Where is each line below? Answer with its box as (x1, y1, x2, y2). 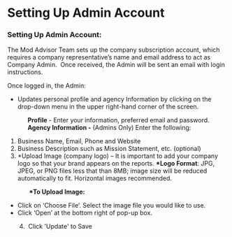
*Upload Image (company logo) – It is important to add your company (17, 152, 219, 160)
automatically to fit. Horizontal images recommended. (17, 174, 173, 182)
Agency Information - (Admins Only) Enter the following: (27, 124, 191, 132)
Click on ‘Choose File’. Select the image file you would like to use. (17, 201, 206, 210)
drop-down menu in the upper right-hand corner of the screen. (17, 103, 199, 111)
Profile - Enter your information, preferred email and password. (27, 116, 210, 124)
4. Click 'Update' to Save (19, 222, 92, 231)
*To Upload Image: (29, 187, 85, 196)
